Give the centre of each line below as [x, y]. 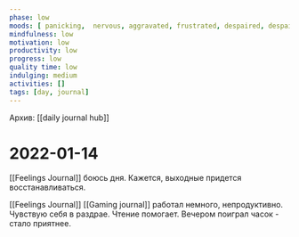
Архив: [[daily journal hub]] [59, 118]
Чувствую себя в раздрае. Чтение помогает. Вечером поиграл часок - [144, 214]
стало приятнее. [40, 224]
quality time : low [43, 68]
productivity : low [43, 51]
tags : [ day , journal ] [49, 92]
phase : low [29, 17]
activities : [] [37, 84]
